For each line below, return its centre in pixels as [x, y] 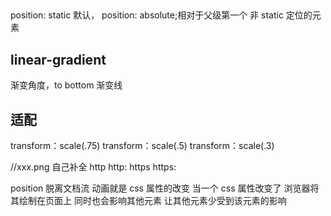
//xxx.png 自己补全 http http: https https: [93, 167]
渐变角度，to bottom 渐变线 [66, 85]
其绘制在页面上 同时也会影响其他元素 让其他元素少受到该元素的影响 [148, 201]
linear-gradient [58, 59]
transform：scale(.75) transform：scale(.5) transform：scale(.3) [142, 146]
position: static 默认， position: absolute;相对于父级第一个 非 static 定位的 [161, 15]
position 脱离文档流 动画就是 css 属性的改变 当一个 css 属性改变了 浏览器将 [165, 188]
